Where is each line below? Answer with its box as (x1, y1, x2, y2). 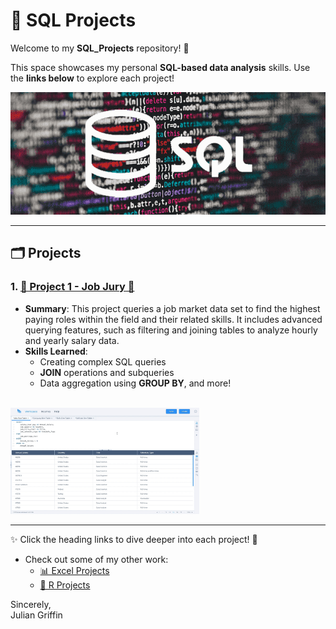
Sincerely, (10, 599, 52, 611)
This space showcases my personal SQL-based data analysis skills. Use (10, 61, 311, 73)
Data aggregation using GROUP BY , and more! (39, 377, 232, 389)
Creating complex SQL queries (39, 355, 167, 368)
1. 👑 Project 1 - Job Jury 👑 (10, 280, 135, 294)
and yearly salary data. (24, 334, 120, 346)
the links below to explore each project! (10, 72, 175, 84)
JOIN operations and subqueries (39, 366, 175, 378)
